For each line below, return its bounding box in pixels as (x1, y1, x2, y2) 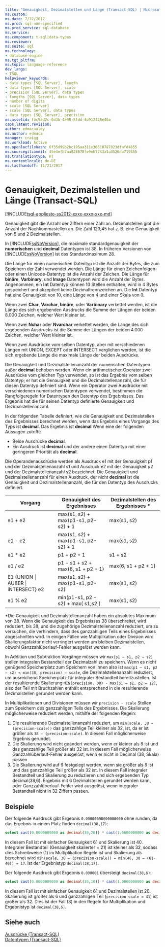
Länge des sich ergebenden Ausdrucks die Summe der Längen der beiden (5, 307, 156, 313)
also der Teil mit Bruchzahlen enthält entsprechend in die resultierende (5, 685, 148, 691)
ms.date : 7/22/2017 (5, 16, 45, 21)
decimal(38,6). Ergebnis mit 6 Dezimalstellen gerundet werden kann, (12, 777, 151, 784)
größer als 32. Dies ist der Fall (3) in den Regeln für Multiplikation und (5, 898, 146, 905)
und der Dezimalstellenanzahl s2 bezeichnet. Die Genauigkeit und (5, 469, 138, 475)
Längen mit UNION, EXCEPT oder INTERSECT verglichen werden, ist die (5, 347, 151, 353)
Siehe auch (5, 918, 40, 927)
